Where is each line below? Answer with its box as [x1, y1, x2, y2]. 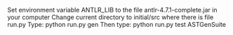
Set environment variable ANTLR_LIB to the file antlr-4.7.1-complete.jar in [7, 6, 218, 14]
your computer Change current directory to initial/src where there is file [7, 13, 214, 21]
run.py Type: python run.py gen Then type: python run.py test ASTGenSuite [7, 21, 227, 28]
